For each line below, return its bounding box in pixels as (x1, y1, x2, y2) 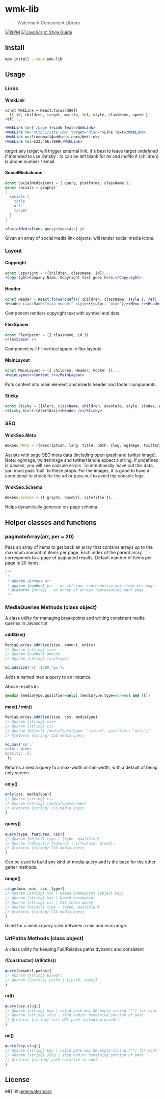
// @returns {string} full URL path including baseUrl (5, 1017, 120, 1022)
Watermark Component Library (17, 20, 80, 26)
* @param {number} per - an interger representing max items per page (7, 583, 155, 588)
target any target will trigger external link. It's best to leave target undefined (5, 148, 158, 154)
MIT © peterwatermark (5, 1089, 52, 1095)
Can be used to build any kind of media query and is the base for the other (5, 859, 156, 865)
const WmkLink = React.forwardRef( (5, 108, 78, 113)
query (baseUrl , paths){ (5, 968, 52, 973)
